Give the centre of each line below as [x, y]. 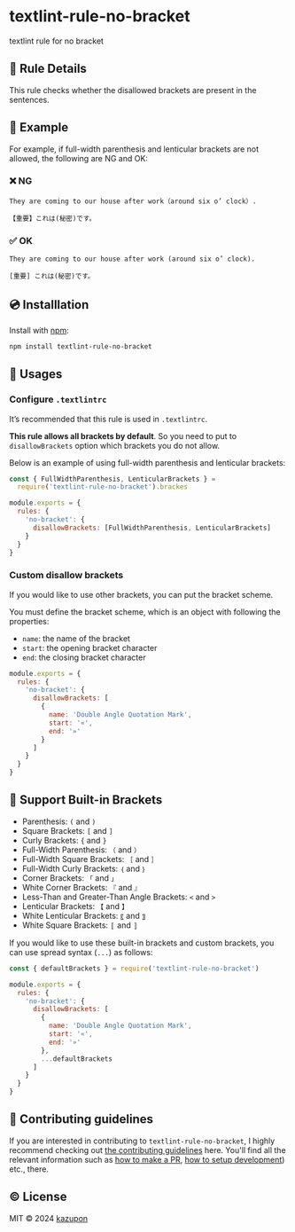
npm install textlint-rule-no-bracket [81, 346]
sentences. [30, 99]
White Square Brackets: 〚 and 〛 [80, 925]
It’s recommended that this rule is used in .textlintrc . [109, 419]
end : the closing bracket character [84, 657]
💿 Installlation [49, 305]
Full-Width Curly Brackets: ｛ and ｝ [84, 868]
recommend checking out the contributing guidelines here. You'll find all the [147, 1150]
